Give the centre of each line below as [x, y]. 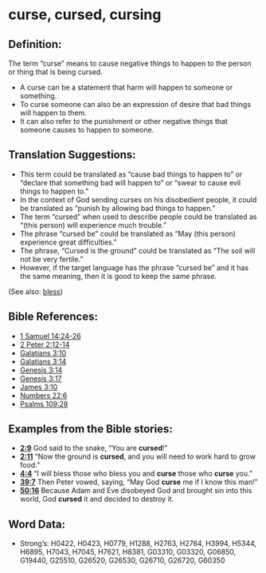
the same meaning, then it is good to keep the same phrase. [118, 276]
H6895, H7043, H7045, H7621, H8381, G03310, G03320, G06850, [128, 552]
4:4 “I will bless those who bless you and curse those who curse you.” [136, 474]
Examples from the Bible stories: [90, 429]
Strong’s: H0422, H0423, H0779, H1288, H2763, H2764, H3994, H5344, [138, 543]
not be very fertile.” [51, 259]
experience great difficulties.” [68, 242]
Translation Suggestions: [72, 155]
